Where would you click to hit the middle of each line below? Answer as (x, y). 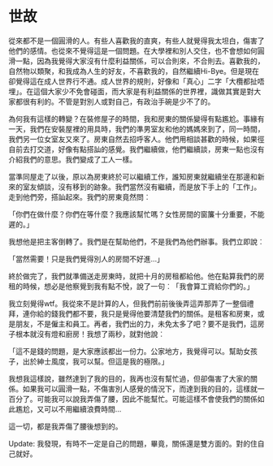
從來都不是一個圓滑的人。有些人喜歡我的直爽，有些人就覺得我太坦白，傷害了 (136, 41)
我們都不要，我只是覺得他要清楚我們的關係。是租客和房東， (158, 313)
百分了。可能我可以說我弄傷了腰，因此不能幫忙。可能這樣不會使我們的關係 (133, 399)
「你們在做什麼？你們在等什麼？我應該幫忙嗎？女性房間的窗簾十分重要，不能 (136, 214)
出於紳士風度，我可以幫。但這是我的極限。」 (95, 361)
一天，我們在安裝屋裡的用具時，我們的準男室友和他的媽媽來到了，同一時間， (136, 129)
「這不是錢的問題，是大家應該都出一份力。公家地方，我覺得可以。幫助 (126, 351)
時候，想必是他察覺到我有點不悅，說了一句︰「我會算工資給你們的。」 (138, 286)
